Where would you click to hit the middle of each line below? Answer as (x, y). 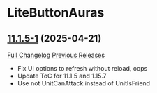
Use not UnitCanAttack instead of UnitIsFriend (84, 83)
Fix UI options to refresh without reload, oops (82, 68)
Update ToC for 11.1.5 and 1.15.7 (62, 76)
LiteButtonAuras (56, 13)
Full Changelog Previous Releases (56, 55)
